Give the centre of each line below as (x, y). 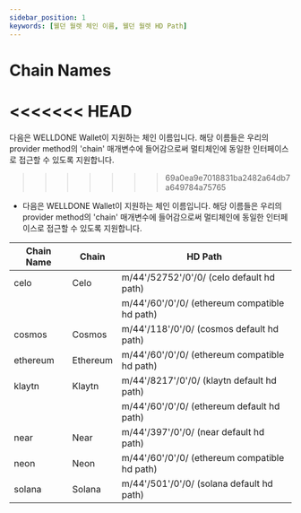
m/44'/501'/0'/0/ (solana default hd (197, 483)
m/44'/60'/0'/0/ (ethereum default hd (201, 406)
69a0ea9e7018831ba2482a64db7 (228, 178)
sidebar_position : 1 (48, 17)
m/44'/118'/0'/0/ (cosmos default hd (200, 328)
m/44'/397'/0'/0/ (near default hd (193, 431)
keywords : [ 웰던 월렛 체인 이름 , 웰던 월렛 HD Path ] (99, 26)
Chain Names (60, 70)
